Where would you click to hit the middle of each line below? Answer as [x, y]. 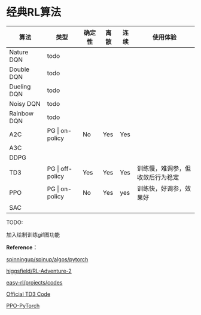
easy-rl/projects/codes [34, 282]
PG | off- [60, 169]
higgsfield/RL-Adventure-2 [39, 271]
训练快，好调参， [161, 188]
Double [19, 69]
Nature [19, 52]
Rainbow [22, 113]
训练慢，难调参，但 [164, 168]
